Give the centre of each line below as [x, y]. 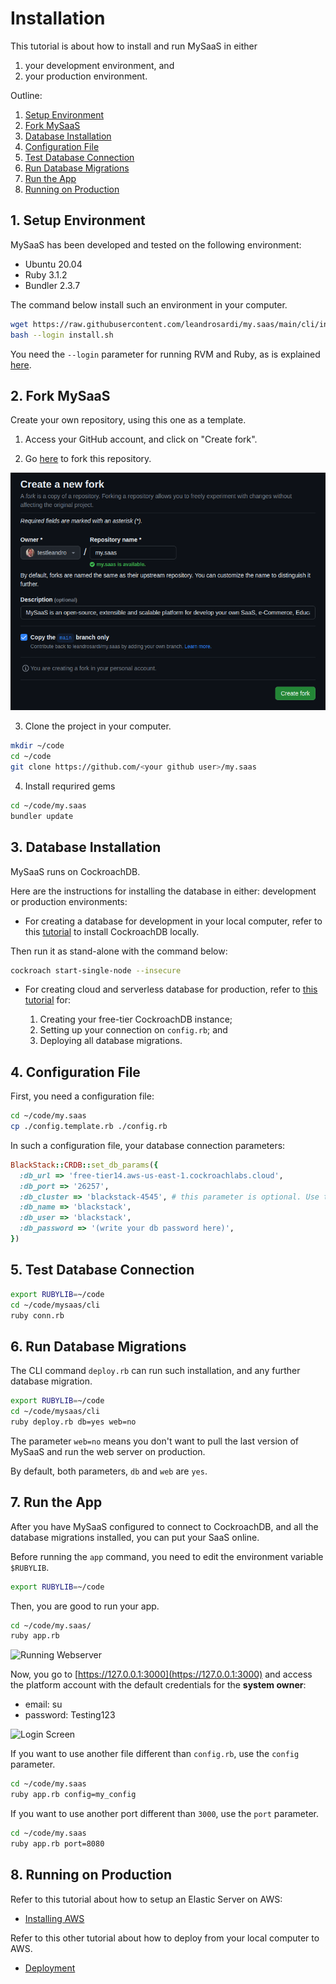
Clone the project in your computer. [98, 726]
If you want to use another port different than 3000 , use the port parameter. [165, 1813]
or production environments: [69, 901]
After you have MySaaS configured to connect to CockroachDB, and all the [164, 1526]
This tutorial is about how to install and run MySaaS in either [134, 46]
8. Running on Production [91, 1875]
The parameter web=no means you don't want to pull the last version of [154, 1441]
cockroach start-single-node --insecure [96, 970]
